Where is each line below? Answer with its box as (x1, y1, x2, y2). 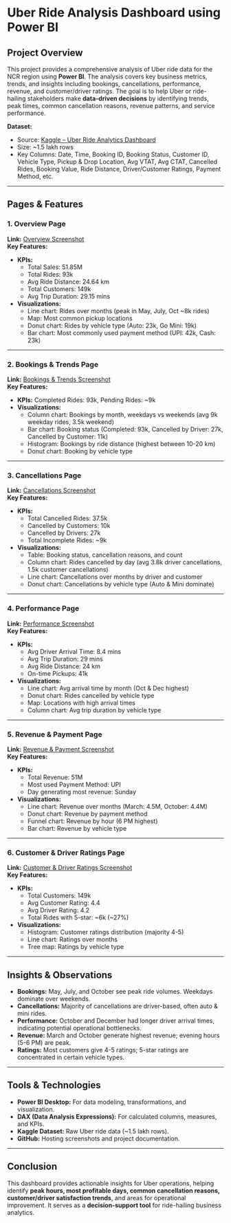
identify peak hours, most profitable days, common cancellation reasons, (7, 1186, 220, 1195)
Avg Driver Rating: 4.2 (27, 906, 90, 915)
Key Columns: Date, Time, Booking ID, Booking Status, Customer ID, (16, 150, 210, 158)
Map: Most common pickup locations (27, 314, 133, 322)
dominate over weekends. (16, 995, 91, 1003)
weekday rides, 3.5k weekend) (27, 418, 115, 426)
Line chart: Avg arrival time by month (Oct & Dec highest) (27, 683, 189, 692)
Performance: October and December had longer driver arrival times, (16, 1017, 215, 1025)
